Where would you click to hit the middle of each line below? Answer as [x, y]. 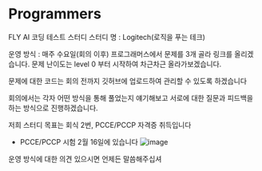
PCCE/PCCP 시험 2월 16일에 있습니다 [79, 141]
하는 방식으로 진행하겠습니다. [53, 108]
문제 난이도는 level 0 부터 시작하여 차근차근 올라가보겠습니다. [127, 64]
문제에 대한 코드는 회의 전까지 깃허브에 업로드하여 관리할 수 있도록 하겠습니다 [128, 81]
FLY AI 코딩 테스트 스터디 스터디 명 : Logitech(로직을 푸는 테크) [107, 37]
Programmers [55, 14]
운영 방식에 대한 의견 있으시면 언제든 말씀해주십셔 [85, 159]
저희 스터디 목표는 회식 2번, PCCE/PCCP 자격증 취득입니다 [100, 125]
